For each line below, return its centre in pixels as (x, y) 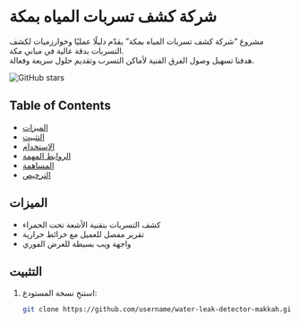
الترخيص (36, 174)
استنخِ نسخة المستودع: (60, 293)
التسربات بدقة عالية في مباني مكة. (67, 50)
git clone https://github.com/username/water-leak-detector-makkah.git (158, 310)
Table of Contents (60, 106)
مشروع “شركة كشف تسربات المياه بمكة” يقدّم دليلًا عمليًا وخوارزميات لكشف (137, 41)
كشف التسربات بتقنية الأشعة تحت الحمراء (91, 225)
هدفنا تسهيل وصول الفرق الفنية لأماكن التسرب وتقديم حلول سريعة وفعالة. (132, 60)
